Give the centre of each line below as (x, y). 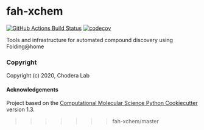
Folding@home (25, 46)
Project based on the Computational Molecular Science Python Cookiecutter (102, 103)
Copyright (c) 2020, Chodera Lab (48, 76)
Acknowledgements (33, 89)
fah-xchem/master (136, 121)
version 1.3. (21, 110)
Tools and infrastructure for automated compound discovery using (90, 40)
